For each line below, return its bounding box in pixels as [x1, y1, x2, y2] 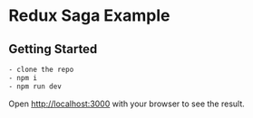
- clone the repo [8, 65, 74, 74]
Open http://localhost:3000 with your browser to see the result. [8, 98, 246, 109]
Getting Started [8, 41, 98, 57]
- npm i [8, 73, 38, 82]
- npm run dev [8, 82, 63, 91]
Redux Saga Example [8, 5, 170, 26]
